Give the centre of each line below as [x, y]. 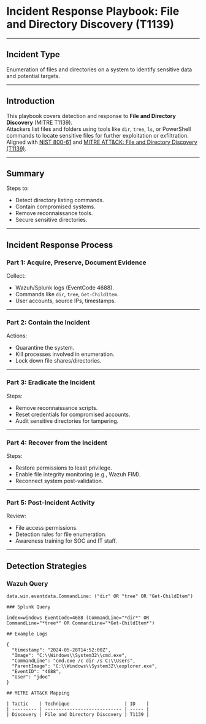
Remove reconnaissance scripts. [56, 407]
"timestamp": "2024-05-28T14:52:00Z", [62, 650]
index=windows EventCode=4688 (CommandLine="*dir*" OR [78, 618]
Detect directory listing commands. [59, 200]
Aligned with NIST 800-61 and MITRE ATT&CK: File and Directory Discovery [102, 142]
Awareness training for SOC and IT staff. [66, 541]
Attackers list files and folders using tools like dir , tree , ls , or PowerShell [99, 129]
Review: [16, 516]
